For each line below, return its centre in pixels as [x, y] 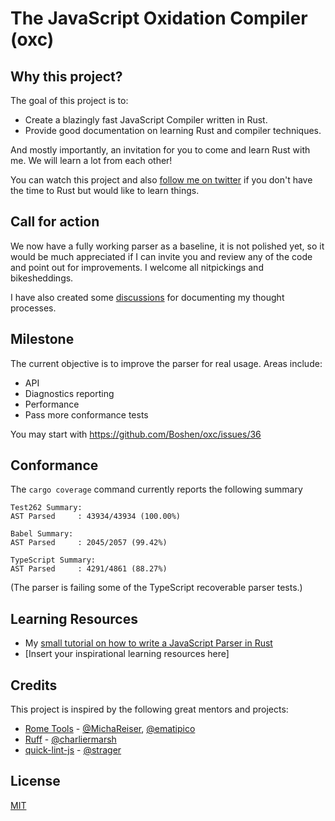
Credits [34, 685]
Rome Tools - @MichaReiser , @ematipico [110, 729]
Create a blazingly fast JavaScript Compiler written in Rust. [146, 120]
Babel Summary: [42, 534]
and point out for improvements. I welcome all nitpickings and [137, 267]
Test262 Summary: [46, 508]
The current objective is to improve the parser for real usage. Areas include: [166, 363]
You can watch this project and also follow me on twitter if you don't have [161, 180]
